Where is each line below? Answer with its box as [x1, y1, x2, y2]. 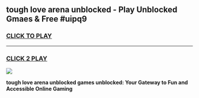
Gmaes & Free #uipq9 [6, 14, 87, 24]
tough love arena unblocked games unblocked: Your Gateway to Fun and [6, 78, 188, 86]
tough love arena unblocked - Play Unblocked [6, 5, 178, 15]
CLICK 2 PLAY [6, 54, 47, 62]
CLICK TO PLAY [6, 32, 52, 40]
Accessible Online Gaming [6, 85, 73, 92]
